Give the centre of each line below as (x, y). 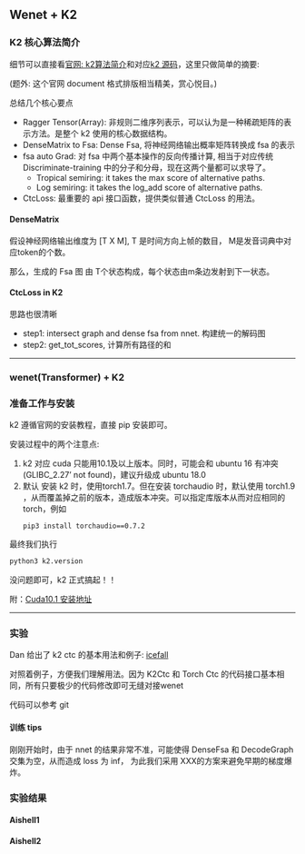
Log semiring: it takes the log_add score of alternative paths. (149, 187)
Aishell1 (25, 820)
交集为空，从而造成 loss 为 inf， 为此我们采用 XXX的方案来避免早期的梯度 (147, 760)
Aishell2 (25, 840)
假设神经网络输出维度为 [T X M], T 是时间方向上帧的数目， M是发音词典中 (147, 241)
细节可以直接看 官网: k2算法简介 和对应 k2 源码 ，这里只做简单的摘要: (135, 64)
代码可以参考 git (39, 705)
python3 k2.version (46, 561)
